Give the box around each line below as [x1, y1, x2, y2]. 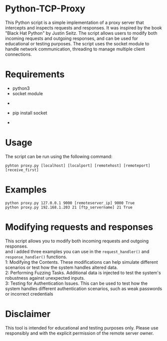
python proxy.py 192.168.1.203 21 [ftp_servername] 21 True [5, 205, 133, 210]
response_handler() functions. [5, 254, 67, 260]
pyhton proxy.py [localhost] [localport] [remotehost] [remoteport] [5, 163, 151, 168]
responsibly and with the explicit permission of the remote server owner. [5, 330, 154, 336]
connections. [5, 51, 32, 57]
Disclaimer [5, 308, 51, 320]
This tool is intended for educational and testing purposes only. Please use [5, 325, 159, 331]
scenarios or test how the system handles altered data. [5, 264, 118, 270]
